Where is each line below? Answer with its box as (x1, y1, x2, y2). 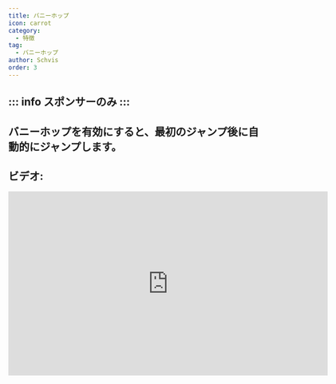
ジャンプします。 (39, 140, 122, 153)
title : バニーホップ (8, 11, 69, 20)
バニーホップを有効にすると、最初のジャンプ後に (8, 125, 249, 138)
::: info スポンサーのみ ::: (8, 95, 130, 109)
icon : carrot (8, 19, 52, 27)
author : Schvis (8, 57, 59, 65)
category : (8, 26, 42, 34)
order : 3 (8, 64, 38, 72)
